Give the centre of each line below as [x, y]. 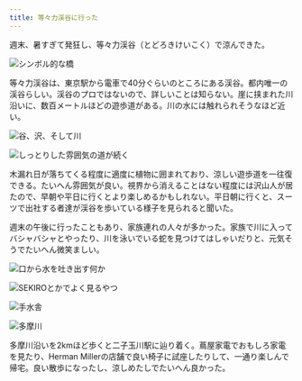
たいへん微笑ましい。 [64, 249]
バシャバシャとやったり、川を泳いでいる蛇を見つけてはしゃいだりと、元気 [147, 238]
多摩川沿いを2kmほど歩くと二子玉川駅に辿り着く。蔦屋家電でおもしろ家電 [148, 345]
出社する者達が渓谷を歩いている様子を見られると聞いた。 [132, 207]
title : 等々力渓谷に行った [54, 18]
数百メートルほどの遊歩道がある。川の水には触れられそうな [151, 105]
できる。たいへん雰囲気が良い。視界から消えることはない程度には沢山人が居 [151, 185]
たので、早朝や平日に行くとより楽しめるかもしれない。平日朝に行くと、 [143, 196]
